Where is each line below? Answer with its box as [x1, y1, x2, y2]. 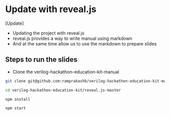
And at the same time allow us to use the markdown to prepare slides [12, 40, 157, 46]
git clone [5, 78, 26, 84]
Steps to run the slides [5, 55, 77, 64]
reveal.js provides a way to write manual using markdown [12, 35, 133, 41]
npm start [5, 106, 26, 111]
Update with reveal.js [5, 4, 97, 15]
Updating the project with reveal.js [12, 30, 84, 36]
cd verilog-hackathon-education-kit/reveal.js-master [5, 87, 121, 93]
